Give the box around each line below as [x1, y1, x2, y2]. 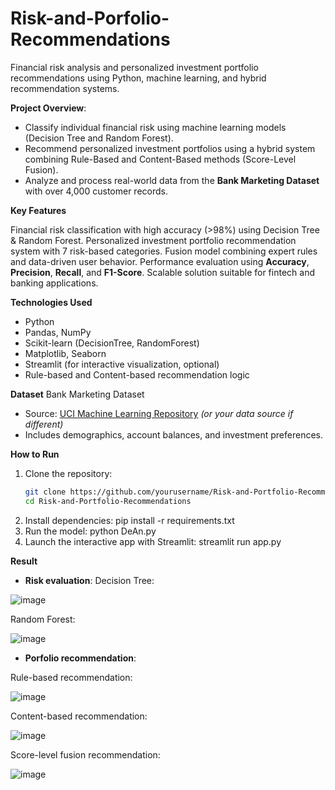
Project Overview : [10, 102, 87, 114]
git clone [24, 487, 67, 497]
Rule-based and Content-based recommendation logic [24, 368, 250, 381]
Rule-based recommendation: [10, 671, 133, 683]
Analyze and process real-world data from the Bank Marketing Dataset [24, 174, 320, 186]
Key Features [10, 204, 67, 216]
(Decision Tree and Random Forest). [24, 132, 174, 144]
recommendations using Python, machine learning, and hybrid [10, 72, 267, 84]
